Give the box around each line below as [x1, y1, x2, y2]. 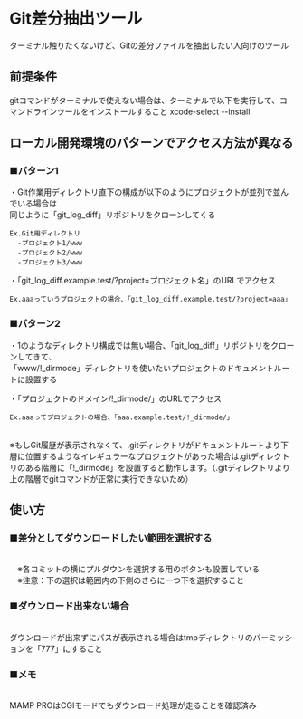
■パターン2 [9, 318, 61, 331]
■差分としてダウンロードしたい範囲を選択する [9, 532, 213, 544]
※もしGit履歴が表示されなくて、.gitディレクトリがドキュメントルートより [9, 439, 281, 450]
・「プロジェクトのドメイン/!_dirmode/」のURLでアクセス [9, 393, 222, 404]
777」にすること [40, 643, 103, 654]
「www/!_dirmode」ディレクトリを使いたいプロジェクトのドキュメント [9, 362, 274, 373]
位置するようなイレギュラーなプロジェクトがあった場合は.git [24, 450, 251, 462]
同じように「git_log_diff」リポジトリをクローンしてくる [9, 209, 216, 220]
